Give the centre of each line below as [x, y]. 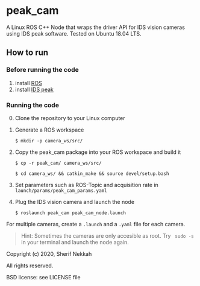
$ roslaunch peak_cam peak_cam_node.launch [70, 213]
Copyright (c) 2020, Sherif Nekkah [49, 253]
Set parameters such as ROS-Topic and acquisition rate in [86, 185]
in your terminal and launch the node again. [75, 242]
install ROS [28, 83]
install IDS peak [34, 89]
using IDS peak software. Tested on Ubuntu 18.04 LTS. [74, 33]
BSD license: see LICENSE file [43, 277]
